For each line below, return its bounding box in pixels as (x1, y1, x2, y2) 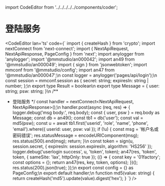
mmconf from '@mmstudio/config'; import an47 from (5, 67, 115, 73)
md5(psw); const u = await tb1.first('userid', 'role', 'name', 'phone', (12, 120, 148, 126)
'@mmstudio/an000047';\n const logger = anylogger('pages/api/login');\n (5, 72, 157, 78)
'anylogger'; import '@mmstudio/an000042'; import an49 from (5, 56, 135, 62)
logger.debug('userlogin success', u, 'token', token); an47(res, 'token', (12, 148, 157, 154)
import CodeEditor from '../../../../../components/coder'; (5, 5, 118, 10)
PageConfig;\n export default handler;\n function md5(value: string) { (12, 170, 155, 176)
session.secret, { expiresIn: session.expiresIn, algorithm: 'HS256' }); (12, 143, 152, 149)
